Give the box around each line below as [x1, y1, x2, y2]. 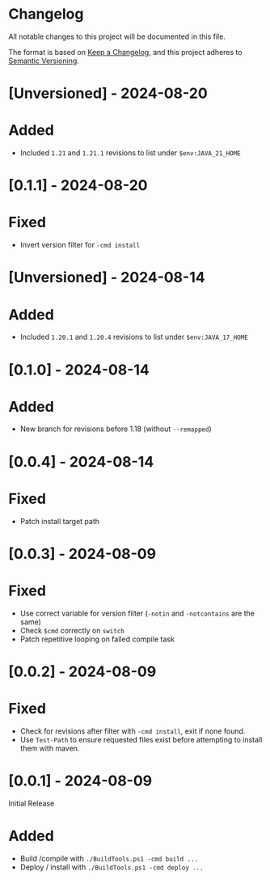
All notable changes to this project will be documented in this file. [8, 32, 226, 41]
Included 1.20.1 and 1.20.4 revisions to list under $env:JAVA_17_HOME [19, 332, 248, 342]
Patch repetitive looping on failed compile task [19, 634, 175, 644]
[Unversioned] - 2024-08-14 [8, 269, 205, 287]
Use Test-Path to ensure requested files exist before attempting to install [19, 734, 263, 744]
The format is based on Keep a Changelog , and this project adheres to [8, 47, 243, 57]
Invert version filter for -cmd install [19, 240, 141, 250]
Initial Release [8, 798, 55, 808]
